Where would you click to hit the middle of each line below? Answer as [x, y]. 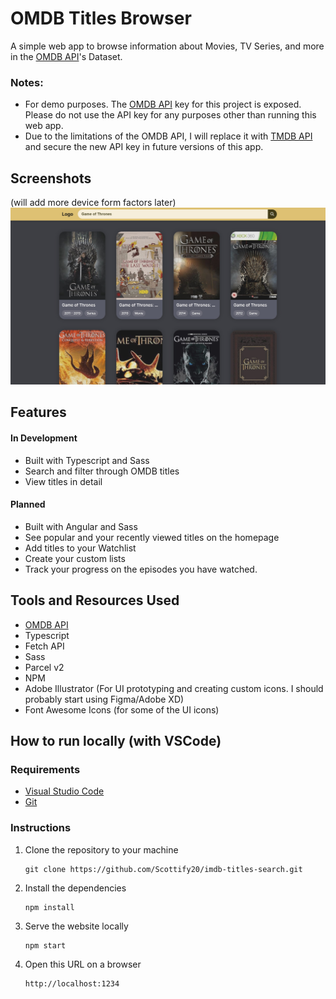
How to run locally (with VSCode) [116, 741]
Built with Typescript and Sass [87, 460]
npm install [49, 907]
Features [38, 412]
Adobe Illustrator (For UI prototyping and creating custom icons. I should [174, 688]
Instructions [41, 828]
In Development [44, 438]
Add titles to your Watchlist [80, 548]
